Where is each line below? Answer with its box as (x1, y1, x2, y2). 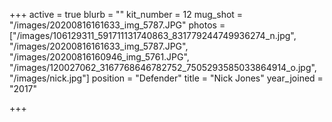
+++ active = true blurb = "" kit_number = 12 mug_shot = (9, 9, 244, 20)
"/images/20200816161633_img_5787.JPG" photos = (9, 19, 226, 31)
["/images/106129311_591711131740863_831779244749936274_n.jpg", (9, 30, 297, 41)
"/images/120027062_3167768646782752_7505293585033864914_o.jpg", (9, 62, 317, 73)
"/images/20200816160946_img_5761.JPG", (9, 51, 190, 63)
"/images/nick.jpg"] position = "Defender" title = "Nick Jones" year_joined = (9, 72, 324, 84)
